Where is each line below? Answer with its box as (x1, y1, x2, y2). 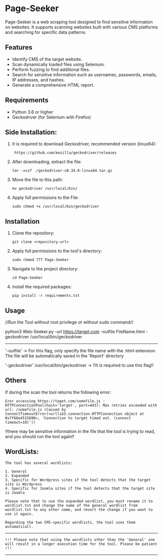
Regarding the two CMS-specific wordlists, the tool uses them (5, 520, 136, 525)
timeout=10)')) (5, 420, 36, 425)
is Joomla (5, 490, 25, 495)
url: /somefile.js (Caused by (5, 407, 66, 412)
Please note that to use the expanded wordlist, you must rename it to (5, 498, 153, 504)
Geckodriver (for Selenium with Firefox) (12, 114, 91, 120)
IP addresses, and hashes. (12, 77, 65, 82)
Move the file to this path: (12, 177, 64, 182)
